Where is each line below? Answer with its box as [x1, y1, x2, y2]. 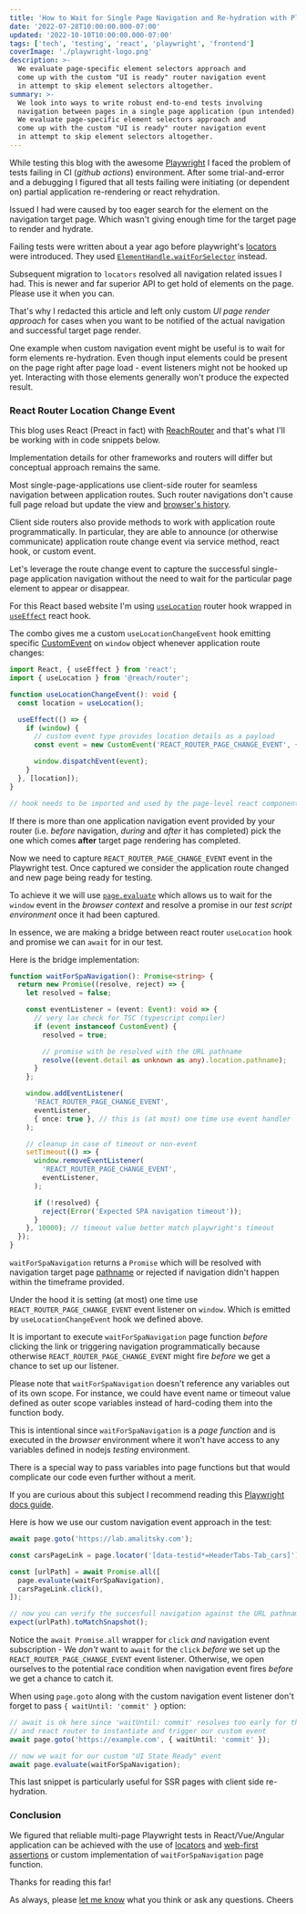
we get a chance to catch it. [9, 1673, 114, 1684]
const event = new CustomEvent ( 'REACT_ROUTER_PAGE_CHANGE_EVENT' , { [33, 740, 300, 749]
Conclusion [9, 1809, 62, 1822]
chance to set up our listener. [9, 1361, 119, 1372]
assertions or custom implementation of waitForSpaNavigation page [9, 1849, 264, 1860]
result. [9, 381, 34, 392]
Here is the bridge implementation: [9, 954, 139, 965]
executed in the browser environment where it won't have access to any [9, 1435, 280, 1446]
